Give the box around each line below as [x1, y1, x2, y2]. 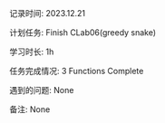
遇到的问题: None [9, 85, 74, 95]
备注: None [9, 104, 51, 115]
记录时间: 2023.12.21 [9, 8, 86, 18]
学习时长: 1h [9, 46, 54, 57]
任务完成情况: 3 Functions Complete [9, 66, 144, 76]
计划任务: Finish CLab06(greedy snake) [9, 27, 157, 38]
